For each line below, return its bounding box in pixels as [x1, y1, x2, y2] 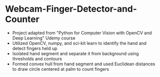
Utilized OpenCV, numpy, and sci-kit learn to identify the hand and [12, 40, 147, 46]
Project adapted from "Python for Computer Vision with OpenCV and [12, 30, 152, 36]
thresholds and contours [12, 56, 63, 61]
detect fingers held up [12, 45, 58, 51]
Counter [5, 14, 39, 25]
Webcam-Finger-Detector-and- [5, 3, 137, 15]
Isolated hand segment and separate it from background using [12, 50, 139, 57]
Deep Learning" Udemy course [12, 35, 75, 41]
